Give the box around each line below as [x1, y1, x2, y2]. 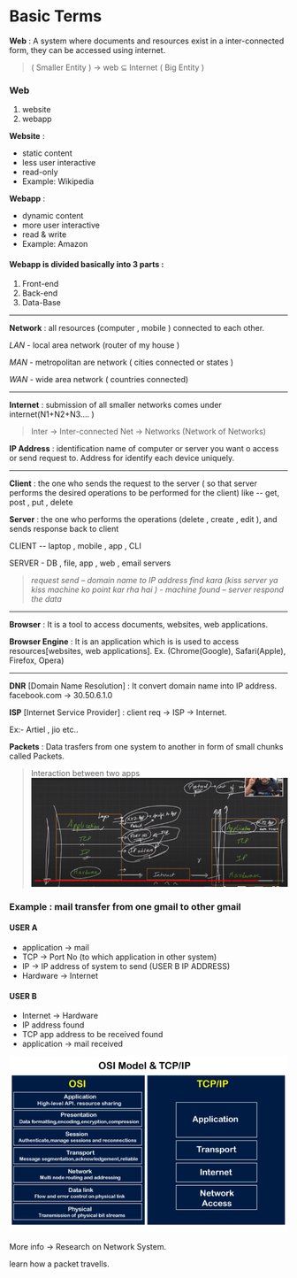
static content [21, 148, 72, 158]
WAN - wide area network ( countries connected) [9, 374, 189, 385]
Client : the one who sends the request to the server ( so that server [9, 478, 258, 489]
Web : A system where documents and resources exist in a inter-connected [9, 35, 285, 46]
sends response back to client [9, 524, 119, 535]
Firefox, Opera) [9, 655, 65, 666]
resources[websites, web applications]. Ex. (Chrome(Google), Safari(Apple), [9, 646, 286, 657]
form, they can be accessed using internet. [9, 44, 166, 55]
